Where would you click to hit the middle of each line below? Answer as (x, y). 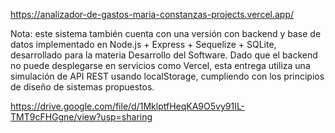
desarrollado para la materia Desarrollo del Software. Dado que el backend (164, 55)
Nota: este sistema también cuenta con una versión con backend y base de (166, 33)
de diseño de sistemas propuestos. (82, 87)
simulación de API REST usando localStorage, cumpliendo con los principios (167, 76)
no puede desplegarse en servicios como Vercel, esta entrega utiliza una (160, 65)
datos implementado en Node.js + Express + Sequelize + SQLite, (143, 44)
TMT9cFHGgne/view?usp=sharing (81, 117)
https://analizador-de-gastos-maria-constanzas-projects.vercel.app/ (152, 14)
